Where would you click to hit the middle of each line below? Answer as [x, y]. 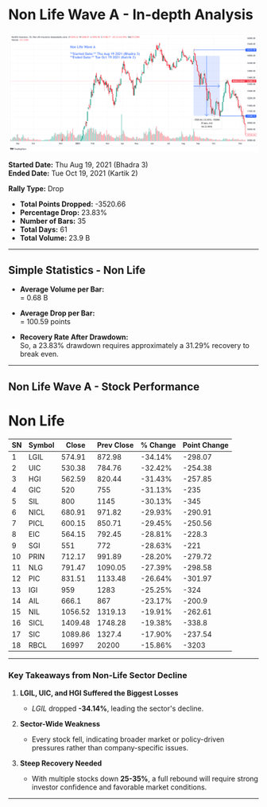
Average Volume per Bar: [62, 289]
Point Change [205, 445]
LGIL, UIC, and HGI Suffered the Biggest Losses [99, 693]
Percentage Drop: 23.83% [63, 212]
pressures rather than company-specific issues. [110, 747]
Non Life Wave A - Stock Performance [104, 387]
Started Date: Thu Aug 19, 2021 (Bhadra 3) [78, 164]
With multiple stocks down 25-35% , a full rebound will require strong [145, 778]
